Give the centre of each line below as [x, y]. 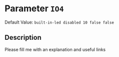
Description [23, 38]
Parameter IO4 [34, 9]
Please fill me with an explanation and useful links [55, 49]
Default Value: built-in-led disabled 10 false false [59, 22]
